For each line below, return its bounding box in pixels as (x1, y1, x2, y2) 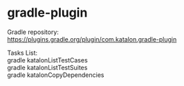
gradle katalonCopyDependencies (7, 71, 104, 79)
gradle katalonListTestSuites (7, 63, 88, 71)
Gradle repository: (7, 28, 59, 36)
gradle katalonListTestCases (7, 55, 88, 64)
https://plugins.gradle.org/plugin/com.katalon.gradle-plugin (7, 35, 177, 43)
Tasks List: (7, 49, 38, 57)
